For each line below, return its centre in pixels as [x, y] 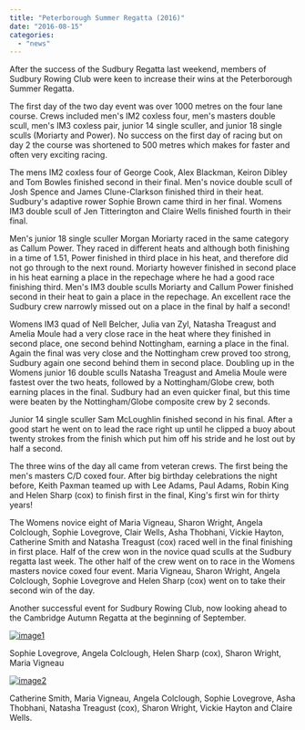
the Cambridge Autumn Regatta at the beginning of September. [128, 618]
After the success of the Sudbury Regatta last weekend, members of [138, 69]
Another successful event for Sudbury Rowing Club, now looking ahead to [148, 609]
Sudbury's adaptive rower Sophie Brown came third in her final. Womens [146, 202]
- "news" [34, 43]
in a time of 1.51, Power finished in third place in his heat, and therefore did [149, 258]
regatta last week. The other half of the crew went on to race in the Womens [152, 561]
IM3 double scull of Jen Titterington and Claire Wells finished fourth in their [150, 212]
